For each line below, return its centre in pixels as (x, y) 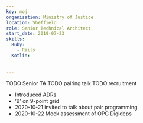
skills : (16, 39)
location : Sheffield (32, 22)
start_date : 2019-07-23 (35, 34)
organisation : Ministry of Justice (50, 17)
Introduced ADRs (35, 95)
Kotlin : (21, 56)
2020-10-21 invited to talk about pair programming (76, 107)
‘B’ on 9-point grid (37, 101)
